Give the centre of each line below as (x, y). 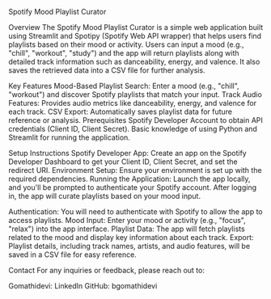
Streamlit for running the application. (70, 137)
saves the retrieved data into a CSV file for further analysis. (107, 70)
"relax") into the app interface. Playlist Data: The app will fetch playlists (127, 229)
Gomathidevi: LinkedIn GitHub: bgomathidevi (83, 286)
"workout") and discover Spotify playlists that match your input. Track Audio (135, 95)
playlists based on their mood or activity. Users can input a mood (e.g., (126, 44)
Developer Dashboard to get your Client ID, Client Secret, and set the (123, 162)
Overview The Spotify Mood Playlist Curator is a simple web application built (136, 27)
